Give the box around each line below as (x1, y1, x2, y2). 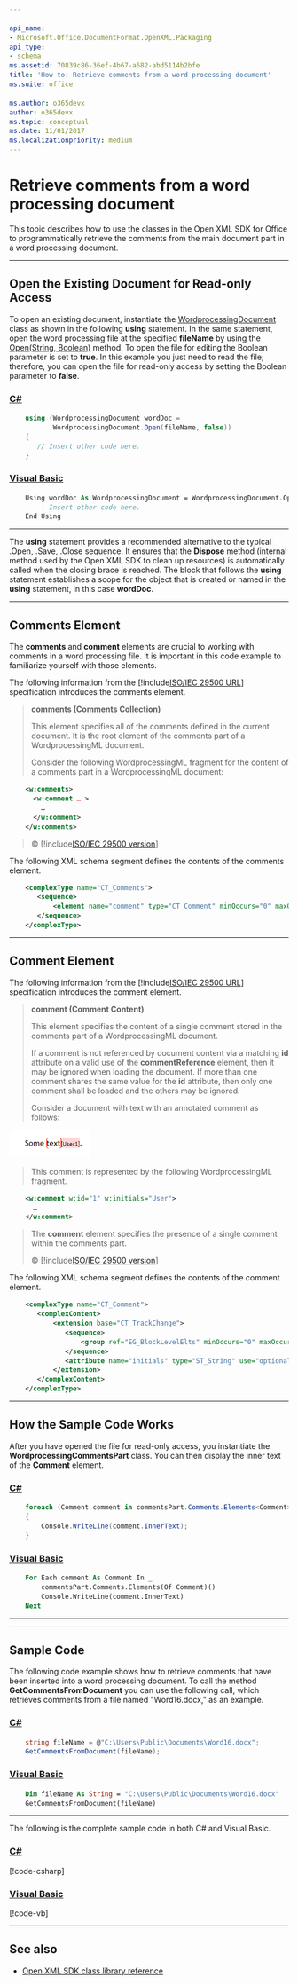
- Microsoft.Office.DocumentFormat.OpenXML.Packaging (9, 33, 213, 42)
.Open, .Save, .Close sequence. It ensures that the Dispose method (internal (9, 546, 287, 556)
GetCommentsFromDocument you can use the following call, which (9, 1685, 260, 1696)
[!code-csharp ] (9, 1865, 65, 1876)
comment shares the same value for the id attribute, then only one (30, 1075, 273, 1086)
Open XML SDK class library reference (21, 1965, 164, 1976)
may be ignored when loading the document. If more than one (30, 1066, 258, 1077)
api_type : (9, 43, 46, 51)
